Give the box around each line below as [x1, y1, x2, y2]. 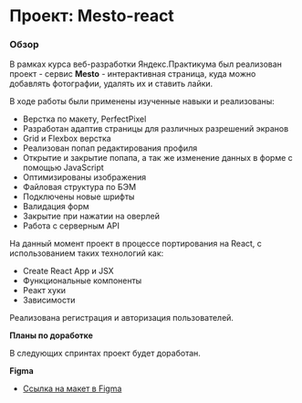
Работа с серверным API [22, 220, 120, 231]
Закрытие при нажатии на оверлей [22, 211, 161, 222]
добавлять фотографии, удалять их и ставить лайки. [9, 79, 213, 90]
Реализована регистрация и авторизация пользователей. [9, 313, 234, 323]
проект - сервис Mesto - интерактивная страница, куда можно [9, 69, 256, 80]
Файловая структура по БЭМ [22, 182, 137, 193]
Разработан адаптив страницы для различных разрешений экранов [22, 123, 289, 134]
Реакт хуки [22, 285, 67, 296]
